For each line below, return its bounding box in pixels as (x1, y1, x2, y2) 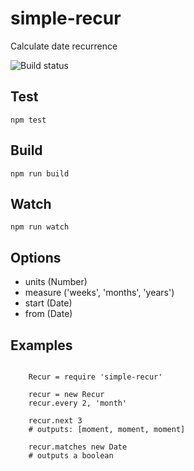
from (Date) (24, 308, 73, 320)
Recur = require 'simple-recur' (28, 372, 163, 382)
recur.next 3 (28, 416, 83, 426)
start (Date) (24, 297, 73, 309)
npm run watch (10, 222, 70, 232)
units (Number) (24, 276, 88, 288)
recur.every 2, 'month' (28, 398, 128, 408)
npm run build (10, 168, 70, 179)
